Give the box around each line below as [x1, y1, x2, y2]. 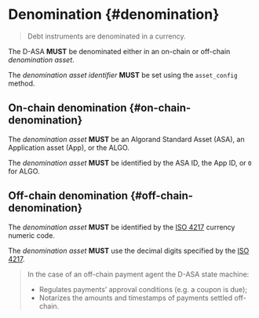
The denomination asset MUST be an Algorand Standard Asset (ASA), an [8, 134, 245, 144]
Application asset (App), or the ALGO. [8, 143, 129, 152]
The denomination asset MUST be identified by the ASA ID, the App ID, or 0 [8, 158, 252, 167]
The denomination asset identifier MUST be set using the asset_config [8, 70, 238, 79]
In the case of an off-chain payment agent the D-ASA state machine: [27, 269, 250, 279]
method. [8, 79, 35, 88]
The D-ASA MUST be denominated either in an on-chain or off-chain [8, 46, 231, 56]
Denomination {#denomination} [8, 5, 220, 24]
